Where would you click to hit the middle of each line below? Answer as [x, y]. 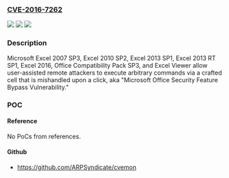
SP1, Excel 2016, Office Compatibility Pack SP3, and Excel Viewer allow [107, 65]
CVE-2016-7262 [35, 10]
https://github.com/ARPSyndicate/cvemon [77, 167]
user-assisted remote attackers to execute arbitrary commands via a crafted [115, 73]
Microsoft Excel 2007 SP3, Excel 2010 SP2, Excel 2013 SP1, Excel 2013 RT [111, 58]
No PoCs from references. [44, 136]
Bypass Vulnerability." [38, 87]
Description [27, 43]
